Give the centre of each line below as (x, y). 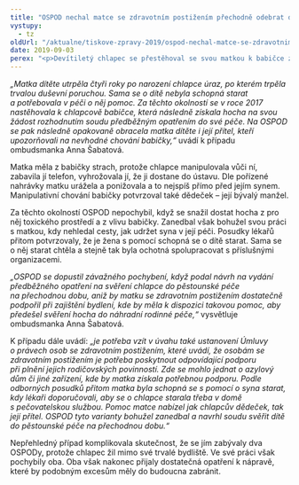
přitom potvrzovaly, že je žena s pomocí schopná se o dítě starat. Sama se (146, 241)
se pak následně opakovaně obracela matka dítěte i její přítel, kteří (132, 131)
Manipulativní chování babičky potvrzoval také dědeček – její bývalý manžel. (149, 195)
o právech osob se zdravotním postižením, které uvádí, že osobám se (138, 350)
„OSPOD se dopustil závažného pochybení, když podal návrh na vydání (142, 277)
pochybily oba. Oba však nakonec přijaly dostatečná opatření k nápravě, (142, 462)
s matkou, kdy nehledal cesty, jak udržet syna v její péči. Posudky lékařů (142, 231)
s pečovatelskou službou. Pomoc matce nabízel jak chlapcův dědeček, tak (147, 407)
